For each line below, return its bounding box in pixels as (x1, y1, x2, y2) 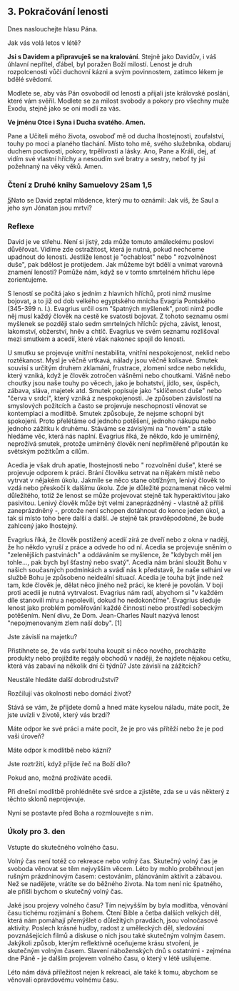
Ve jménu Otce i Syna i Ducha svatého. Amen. (7, 118, 146, 126)
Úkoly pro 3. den (7, 827, 66, 837)
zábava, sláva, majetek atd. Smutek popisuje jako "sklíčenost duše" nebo (7, 387, 223, 395)
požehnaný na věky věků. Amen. (7, 162, 103, 171)
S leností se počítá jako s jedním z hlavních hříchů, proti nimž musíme (7, 289, 212, 298)
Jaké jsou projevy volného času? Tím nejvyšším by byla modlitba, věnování (7, 900, 228, 909)
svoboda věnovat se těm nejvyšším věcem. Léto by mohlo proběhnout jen (7, 864, 225, 873)
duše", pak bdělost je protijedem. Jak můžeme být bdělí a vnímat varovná (7, 260, 223, 269)
